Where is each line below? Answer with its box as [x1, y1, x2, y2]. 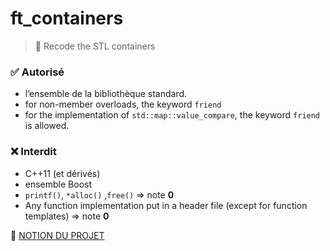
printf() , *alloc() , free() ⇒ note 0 [24, 188, 175, 201]
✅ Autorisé [10, 65, 65, 79]
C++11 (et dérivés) [24, 167, 101, 179]
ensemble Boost [24, 178, 93, 190]
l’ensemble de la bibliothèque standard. [24, 88, 188, 100]
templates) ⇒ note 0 [24, 210, 110, 222]
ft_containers [10, 7, 124, 30]
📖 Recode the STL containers [34, 40, 156, 52]
